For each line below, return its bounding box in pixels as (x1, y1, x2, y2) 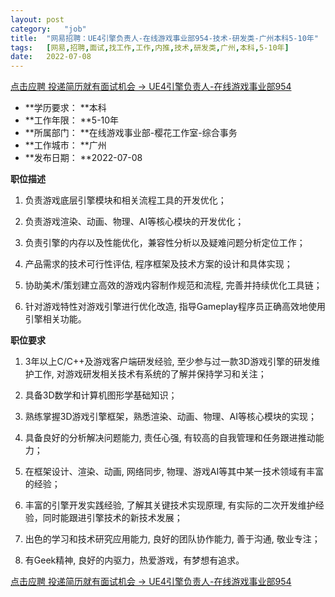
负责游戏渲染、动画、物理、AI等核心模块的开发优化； (24, 216, 245, 228)
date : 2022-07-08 (10, 52, 92, 62)
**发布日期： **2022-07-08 (24, 152, 143, 164)
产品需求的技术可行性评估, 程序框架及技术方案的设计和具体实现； (24, 258, 293, 270)
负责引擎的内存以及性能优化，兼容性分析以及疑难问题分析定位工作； (24, 237, 306, 249)
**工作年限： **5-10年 (24, 114, 120, 126)
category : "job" (10, 24, 87, 34)
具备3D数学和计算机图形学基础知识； (24, 389, 178, 401)
